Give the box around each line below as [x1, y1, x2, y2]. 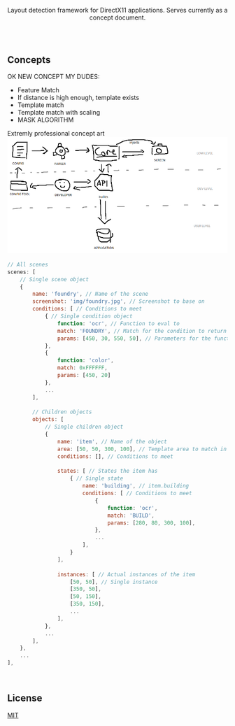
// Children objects [32, 408, 92, 415]
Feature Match [17, 86, 59, 94]
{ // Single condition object [44, 313, 133, 320]
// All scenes [7, 261, 49, 268]
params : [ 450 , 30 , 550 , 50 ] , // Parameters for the [57, 335, 211, 342]
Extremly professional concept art [7, 129, 105, 138]
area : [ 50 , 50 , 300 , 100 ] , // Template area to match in [57, 446, 227, 453]
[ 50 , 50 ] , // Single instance [69, 578, 158, 585]
